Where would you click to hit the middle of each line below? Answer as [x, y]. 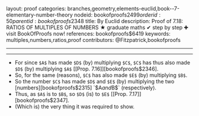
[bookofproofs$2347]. [42, 100]
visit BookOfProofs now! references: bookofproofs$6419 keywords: [88, 34]
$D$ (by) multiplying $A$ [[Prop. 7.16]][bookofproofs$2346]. [86, 69]
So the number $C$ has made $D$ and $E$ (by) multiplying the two [94, 81]
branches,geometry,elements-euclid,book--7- [123, 9]
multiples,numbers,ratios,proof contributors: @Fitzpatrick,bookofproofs [93, 40]
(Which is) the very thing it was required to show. [75, 107]
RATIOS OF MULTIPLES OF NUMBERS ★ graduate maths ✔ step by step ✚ [97, 27]
